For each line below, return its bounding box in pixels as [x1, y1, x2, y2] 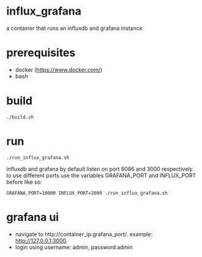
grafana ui [6, 210, 59, 224]
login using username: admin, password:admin [15, 243, 133, 251]
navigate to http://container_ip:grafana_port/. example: [15, 230, 153, 237]
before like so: [6, 178, 43, 186]
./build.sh [6, 114, 34, 120]
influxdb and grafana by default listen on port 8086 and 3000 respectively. [6, 165, 194, 172]
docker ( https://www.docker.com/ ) [15, 66, 103, 73]
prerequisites [6, 46, 76, 60]
